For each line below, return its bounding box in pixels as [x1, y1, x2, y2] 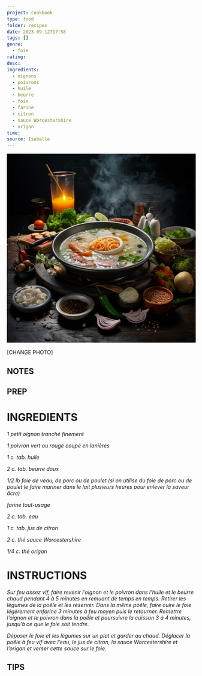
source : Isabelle [7, 136, 50, 142]
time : [7, 130, 20, 136]
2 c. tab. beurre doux [7, 465, 59, 472]
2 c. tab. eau [7, 513, 38, 520]
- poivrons [12, 79, 40, 85]
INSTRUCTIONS [7, 569, 88, 582]
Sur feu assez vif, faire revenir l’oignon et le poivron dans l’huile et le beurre [7, 588, 194, 596]
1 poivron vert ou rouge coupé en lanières [7, 441, 110, 449]
